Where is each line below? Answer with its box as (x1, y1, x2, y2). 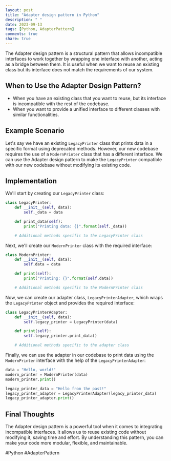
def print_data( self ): (14, 219, 63, 224)
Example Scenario (5, 126, 65, 135)
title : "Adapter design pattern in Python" (5, 12, 100, 17)
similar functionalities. (12, 111, 59, 118)
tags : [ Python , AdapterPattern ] (5, 27, 74, 32)
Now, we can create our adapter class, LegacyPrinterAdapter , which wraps (5, 294, 163, 300)
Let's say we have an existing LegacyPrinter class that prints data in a (5, 140, 153, 146)
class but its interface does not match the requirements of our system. (5, 66, 154, 72)
